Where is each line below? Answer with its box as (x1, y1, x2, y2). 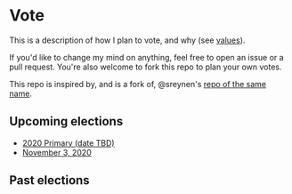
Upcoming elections (9, 114, 124, 129)
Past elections (9, 173, 91, 188)
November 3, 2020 (21, 147, 92, 158)
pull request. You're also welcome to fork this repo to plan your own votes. (9, 61, 282, 72)
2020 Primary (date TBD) (21, 137, 115, 148)
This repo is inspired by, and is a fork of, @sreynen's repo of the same (9, 78, 267, 89)
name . (9, 88, 33, 99)
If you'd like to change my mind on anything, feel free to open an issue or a (9, 52, 284, 62)
